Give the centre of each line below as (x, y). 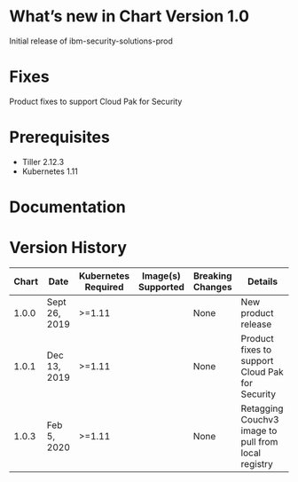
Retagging (262, 408)
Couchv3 (260, 419)
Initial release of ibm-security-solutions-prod (91, 41)
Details (262, 281)
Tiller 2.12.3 (43, 162)
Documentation (68, 207)
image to (259, 431)
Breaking (213, 275)
